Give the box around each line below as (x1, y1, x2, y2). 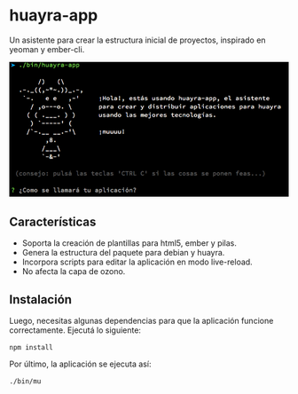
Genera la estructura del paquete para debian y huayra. (21, 248, 225, 258)
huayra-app (9, 5, 98, 26)
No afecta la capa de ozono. (21, 266, 126, 277)
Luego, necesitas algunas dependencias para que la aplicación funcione (9, 315, 274, 326)
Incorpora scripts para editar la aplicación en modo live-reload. (21, 256, 253, 267)
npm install (9, 343, 53, 351)
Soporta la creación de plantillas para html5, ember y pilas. (21, 238, 238, 248)
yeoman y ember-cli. (9, 43, 85, 54)
